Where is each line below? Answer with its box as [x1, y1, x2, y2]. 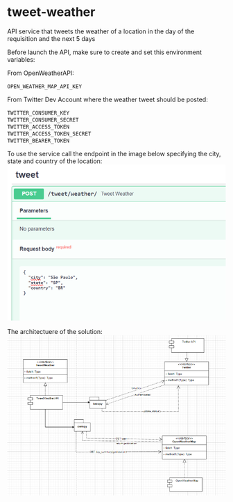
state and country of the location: [7, 157, 103, 165]
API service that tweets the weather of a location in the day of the [7, 27, 195, 35]
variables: [7, 55, 35, 63]
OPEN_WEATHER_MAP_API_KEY [7, 83, 82, 90]
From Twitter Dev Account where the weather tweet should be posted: [7, 95, 208, 103]
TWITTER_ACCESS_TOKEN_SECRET [7, 130, 92, 137]
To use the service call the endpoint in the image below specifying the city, [7, 149, 221, 158]
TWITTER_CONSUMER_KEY [7, 109, 70, 117]
